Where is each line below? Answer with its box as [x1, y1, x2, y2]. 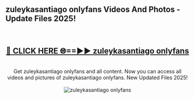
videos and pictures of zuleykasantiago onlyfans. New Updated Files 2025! [7, 74, 188, 81]
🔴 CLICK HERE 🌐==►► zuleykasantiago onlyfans [6, 46, 189, 56]
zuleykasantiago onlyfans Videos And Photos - [5, 5, 180, 15]
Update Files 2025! [5, 14, 76, 24]
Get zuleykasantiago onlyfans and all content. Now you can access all [13, 68, 182, 75]
